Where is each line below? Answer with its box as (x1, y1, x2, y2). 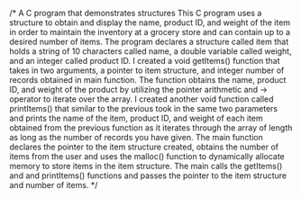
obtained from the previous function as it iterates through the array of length (9, 122, 293, 133)
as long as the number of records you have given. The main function (9, 132, 264, 142)
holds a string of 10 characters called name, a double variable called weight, (9, 46, 292, 57)
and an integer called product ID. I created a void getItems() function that (9, 56, 280, 66)
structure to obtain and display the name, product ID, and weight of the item (9, 17, 291, 28)
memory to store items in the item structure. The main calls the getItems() (9, 161, 283, 171)
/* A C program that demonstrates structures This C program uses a (9, 8, 262, 18)
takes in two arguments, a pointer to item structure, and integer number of (9, 65, 285, 76)
